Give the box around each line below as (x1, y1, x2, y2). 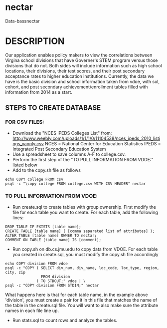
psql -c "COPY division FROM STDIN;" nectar (5, 283, 99, 288)
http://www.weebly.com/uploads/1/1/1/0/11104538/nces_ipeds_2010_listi (12, 135, 161, 141)
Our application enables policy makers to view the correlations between (5, 52, 153, 58)
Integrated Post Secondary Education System (12, 146, 106, 152)
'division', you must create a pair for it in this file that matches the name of (5, 297, 158, 303)
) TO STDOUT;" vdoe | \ (36, 279, 86, 284)
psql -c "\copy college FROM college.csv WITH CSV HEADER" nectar (5, 181, 146, 186)
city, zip (5, 270, 26, 275)
